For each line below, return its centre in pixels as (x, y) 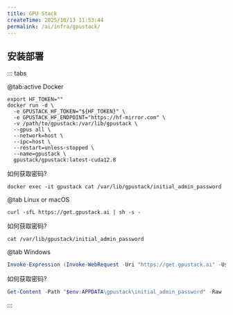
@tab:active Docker (35, 87)
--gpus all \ (32, 130)
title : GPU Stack (32, 13)
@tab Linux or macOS (38, 200)
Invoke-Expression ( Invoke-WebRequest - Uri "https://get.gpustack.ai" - (114, 265)
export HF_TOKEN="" (35, 100)
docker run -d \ (31, 106)
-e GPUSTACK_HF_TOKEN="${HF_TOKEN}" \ (70, 111)
